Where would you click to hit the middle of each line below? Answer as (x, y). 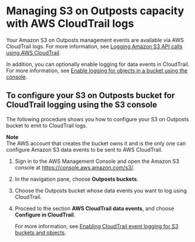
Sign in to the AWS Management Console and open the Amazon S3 (97, 161)
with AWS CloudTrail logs (70, 23)
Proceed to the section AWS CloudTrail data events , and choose (94, 208)
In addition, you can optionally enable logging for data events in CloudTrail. (98, 64)
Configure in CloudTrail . (45, 215)
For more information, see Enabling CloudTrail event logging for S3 (96, 226)
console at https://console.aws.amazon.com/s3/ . (75, 167)
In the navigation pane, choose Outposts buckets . (76, 179)
